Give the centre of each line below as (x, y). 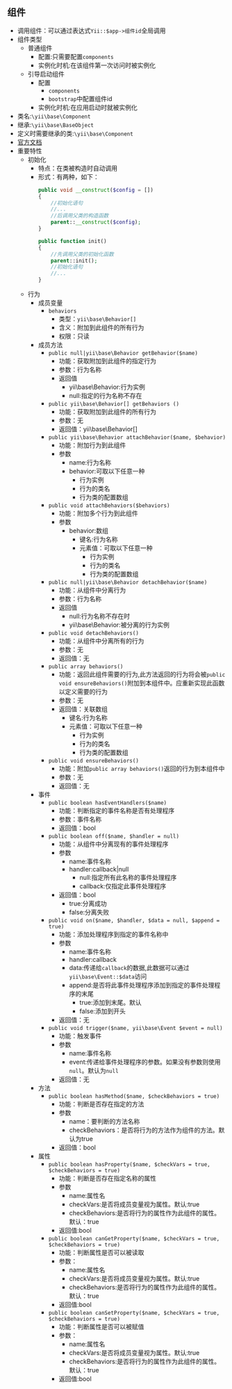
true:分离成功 (88, 904)
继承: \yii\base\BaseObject (56, 124)
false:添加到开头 (103, 1011)
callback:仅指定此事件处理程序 (123, 886)
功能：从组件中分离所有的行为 (101, 641)
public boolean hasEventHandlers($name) (108, 803)
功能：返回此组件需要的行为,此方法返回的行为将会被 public (142, 674)
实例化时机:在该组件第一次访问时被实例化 (97, 65)
